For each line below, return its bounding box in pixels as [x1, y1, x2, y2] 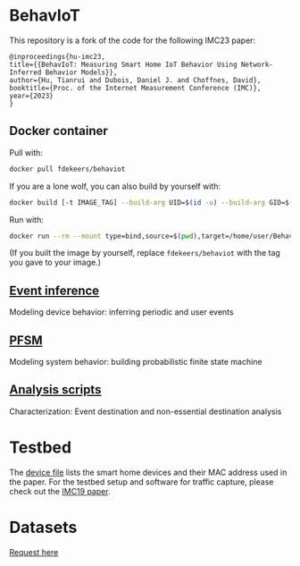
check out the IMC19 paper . [9, 486, 111, 496]
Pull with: [9, 147, 43, 157]
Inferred [9, 68, 42, 77]
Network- [240, 60, 274, 69]
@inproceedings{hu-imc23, [9, 52, 105, 61]
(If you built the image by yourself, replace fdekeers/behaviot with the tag [9, 248, 281, 258]
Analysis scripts [9, 382, 102, 398]
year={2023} [9, 91, 54, 100]
